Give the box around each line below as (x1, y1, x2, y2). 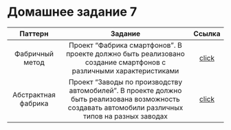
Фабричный (14, 49, 54, 58)
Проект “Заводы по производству (68, 77, 183, 86)
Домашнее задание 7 (7, 4, 137, 20)
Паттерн (19, 29, 49, 38)
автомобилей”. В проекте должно (69, 86, 182, 95)
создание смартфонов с (85, 57, 166, 67)
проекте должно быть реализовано (66, 49, 186, 58)
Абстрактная (12, 90, 56, 99)
